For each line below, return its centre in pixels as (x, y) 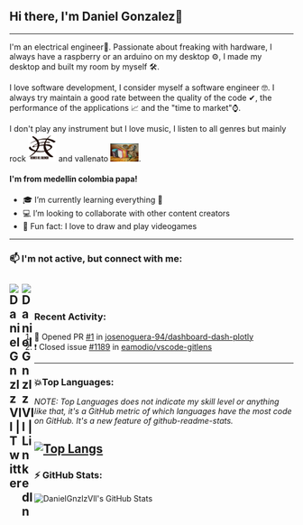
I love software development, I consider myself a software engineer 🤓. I (142, 87)
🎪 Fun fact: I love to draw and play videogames (110, 226)
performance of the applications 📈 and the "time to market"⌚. (125, 107)
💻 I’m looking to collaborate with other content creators (126, 214)
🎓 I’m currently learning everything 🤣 (92, 200)
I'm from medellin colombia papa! (73, 179)
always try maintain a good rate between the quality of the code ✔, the (141, 97)
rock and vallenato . (75, 158)
